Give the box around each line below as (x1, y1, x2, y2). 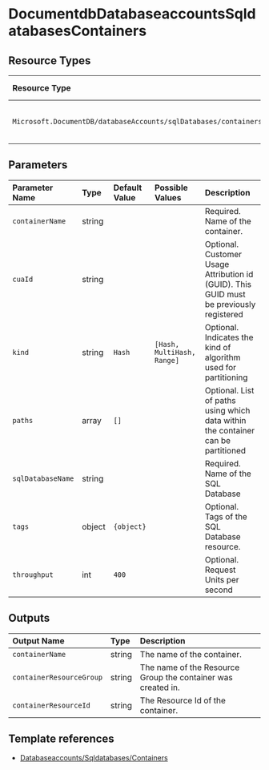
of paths (204, 394, 236, 405)
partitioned (204, 445, 247, 456)
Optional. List (204, 385, 255, 396)
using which (204, 405, 251, 416)
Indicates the (204, 332, 254, 343)
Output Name (12, 635, 65, 646)
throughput (12, 570, 54, 579)
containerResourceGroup (12, 672, 103, 682)
